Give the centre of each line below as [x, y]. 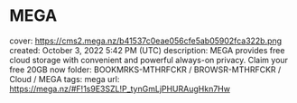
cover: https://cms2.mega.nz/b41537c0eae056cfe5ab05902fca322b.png [146, 41]
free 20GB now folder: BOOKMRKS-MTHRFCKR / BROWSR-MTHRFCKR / [145, 70]
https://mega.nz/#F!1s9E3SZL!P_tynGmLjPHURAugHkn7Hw [120, 89]
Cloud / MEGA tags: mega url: [65, 79]
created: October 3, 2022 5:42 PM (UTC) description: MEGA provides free [147, 50]
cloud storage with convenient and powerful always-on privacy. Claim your [149, 60]
